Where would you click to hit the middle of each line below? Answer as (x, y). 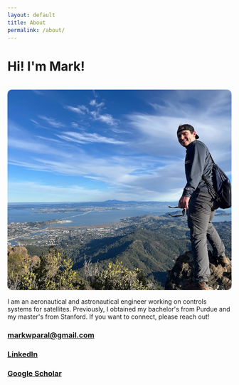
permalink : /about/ (36, 30)
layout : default (31, 15)
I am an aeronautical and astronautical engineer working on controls (107, 302)
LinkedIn (22, 354)
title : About (27, 22)
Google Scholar (34, 374)
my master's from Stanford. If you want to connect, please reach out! (108, 317)
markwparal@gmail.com (51, 335)
